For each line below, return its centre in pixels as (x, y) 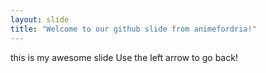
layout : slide (40, 19)
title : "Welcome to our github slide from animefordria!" (133, 29)
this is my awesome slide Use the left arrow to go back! (124, 57)
